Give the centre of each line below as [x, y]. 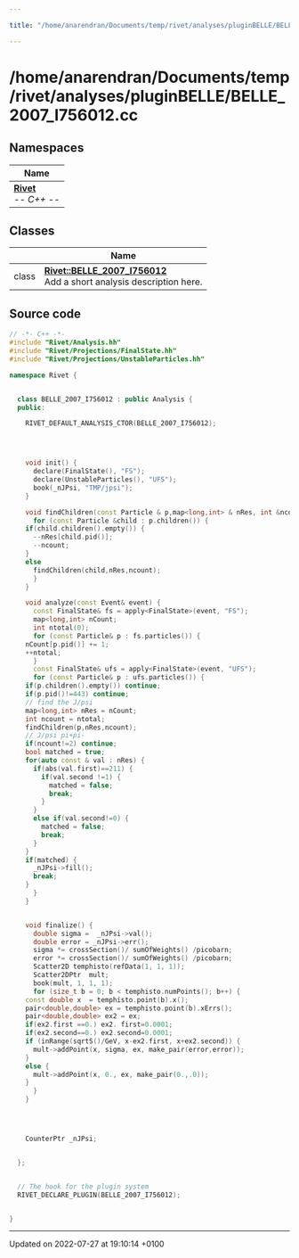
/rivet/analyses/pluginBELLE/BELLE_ [147, 96]
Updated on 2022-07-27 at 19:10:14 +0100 [87, 1244]
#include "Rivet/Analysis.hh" [65, 343]
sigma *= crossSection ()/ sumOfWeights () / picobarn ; [133, 950]
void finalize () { [59, 925]
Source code [45, 313]
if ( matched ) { [51, 860]
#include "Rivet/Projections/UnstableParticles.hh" [107, 359]
